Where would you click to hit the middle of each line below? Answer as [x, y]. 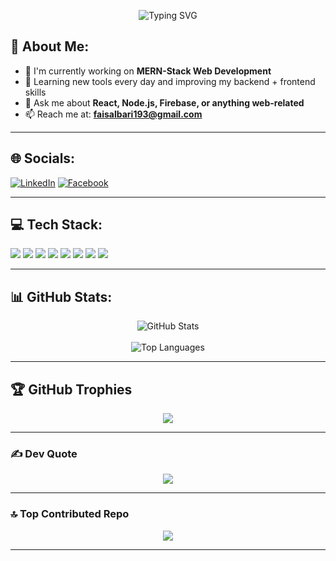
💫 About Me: [50, 46]
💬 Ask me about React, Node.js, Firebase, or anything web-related [164, 102]
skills [35, 92]
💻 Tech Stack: [56, 225]
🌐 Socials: [43, 158]
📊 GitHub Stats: [61, 296]
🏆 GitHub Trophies [71, 389]
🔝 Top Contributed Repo [70, 514]
